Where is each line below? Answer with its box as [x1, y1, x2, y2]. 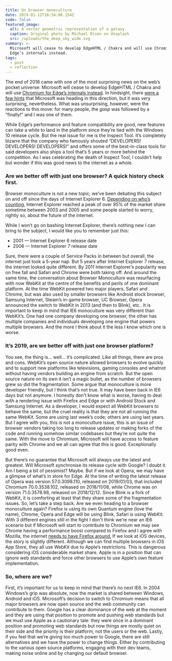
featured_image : [5, 22, 40, 27]
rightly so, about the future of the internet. [5, 212, 94, 219]
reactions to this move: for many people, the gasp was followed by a [5, 106, 149, 112]
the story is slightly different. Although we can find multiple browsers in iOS [5, 538, 165, 545]
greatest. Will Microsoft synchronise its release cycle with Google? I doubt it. [5, 462, 167, 468]
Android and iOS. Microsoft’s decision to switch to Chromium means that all [5, 596, 164, 602]
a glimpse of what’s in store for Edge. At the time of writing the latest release [5, 473, 166, 479]
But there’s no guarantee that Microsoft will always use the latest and [5, 456, 151, 462]
